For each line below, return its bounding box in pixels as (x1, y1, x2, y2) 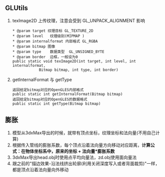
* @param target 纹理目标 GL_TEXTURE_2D (12, 28, 94, 33)
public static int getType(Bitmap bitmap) (12, 101, 101, 106)
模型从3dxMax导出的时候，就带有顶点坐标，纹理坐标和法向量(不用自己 (12, 130, 156, 136)
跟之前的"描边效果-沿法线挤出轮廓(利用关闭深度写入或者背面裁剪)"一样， (12, 160, 160, 166)
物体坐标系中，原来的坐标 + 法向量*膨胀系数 (25, 148, 115, 154)
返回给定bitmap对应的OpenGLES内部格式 (12, 87, 84, 92)
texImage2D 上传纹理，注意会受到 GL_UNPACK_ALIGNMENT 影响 (12, 17, 145, 24)
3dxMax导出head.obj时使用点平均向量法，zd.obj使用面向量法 (12, 154, 137, 160)
